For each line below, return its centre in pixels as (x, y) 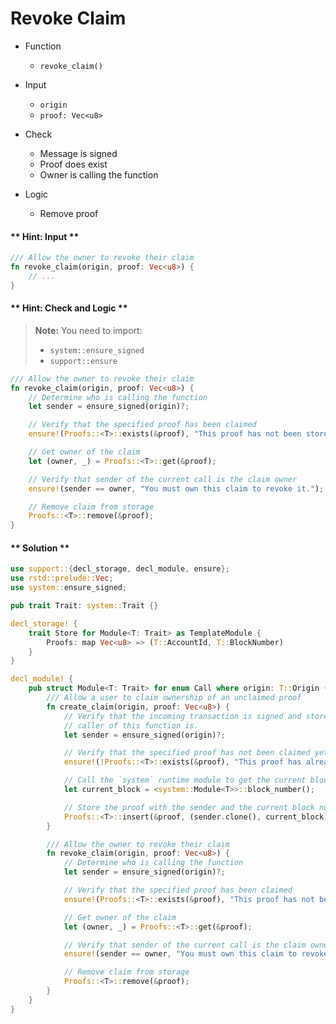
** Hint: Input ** (45, 236)
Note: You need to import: (88, 330)
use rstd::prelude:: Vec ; (62, 578)
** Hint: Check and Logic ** (69, 308)
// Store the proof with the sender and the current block (189, 807)
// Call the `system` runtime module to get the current (185, 780)
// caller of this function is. (131, 725)
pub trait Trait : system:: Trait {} (84, 606)
